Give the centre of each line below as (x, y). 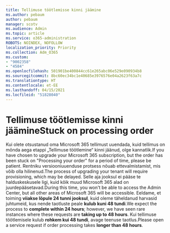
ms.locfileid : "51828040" (33, 95)
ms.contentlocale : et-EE (32, 85)
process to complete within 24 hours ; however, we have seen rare (76, 209)
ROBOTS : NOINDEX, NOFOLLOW (34, 43)
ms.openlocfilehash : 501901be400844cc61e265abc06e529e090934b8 (74, 71)
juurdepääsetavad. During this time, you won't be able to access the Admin (83, 187)
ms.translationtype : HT (31, 81)
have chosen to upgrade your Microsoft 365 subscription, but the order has (84, 156)
